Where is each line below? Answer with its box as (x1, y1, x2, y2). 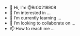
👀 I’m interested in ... (9, 10, 51, 16)
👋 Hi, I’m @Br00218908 (9, 5, 57, 10)
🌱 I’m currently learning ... (9, 15, 62, 20)
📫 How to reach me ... (9, 26, 55, 31)
